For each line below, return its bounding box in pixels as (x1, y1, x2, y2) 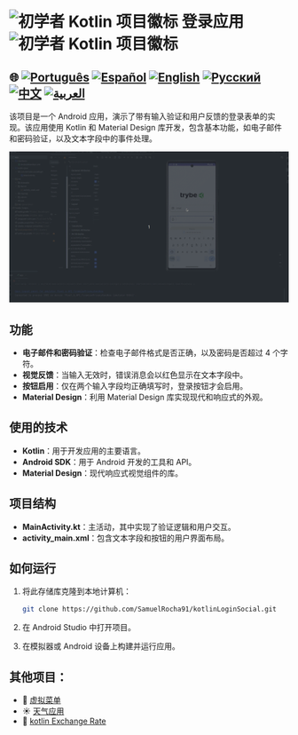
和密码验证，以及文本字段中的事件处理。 (9, 133, 157, 144)
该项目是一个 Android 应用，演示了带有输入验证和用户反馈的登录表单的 (9, 111, 268, 122)
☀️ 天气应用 (21, 706, 65, 716)
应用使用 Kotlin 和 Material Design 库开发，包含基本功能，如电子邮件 (32, 122, 282, 132)
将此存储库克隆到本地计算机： (21, 586, 131, 597)
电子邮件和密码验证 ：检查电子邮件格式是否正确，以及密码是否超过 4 (21, 347, 271, 358)
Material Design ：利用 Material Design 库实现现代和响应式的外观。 (21, 391, 268, 402)
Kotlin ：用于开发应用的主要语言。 (21, 445, 146, 456)
